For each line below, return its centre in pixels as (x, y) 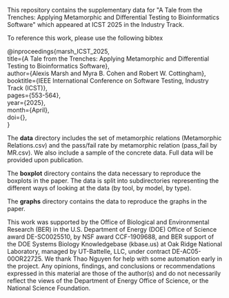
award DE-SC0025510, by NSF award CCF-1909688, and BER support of (111, 237)
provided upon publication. (46, 160)
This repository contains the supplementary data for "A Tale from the (105, 10)
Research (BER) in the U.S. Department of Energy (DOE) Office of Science (112, 229)
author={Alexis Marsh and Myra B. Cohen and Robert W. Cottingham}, (107, 73)
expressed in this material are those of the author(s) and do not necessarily (114, 273)
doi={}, (17, 117)
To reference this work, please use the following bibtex (85, 38)
